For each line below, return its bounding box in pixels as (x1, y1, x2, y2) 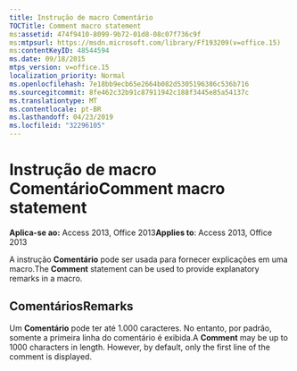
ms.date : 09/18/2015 (9, 55, 87, 63)
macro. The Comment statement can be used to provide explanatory (9, 263, 260, 274)
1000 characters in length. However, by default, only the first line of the (9, 341, 270, 352)
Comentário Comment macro (9, 179, 226, 199)
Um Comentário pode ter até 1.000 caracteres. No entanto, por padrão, (9, 323, 272, 333)
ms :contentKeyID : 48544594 (9, 46, 110, 55)
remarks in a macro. (9, 273, 83, 283)
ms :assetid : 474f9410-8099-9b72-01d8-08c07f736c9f (9, 30, 202, 38)
